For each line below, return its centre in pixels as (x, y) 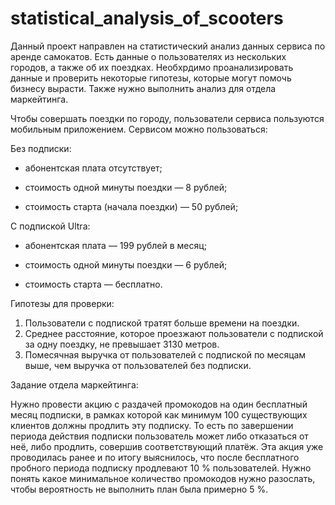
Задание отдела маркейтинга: (74, 384)
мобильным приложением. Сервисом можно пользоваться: (139, 129)
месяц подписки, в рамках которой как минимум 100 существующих (159, 414)
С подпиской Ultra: (50, 226)
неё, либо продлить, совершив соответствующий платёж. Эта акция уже (167, 446)
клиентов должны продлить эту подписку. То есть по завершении (152, 425)
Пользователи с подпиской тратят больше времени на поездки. (162, 323)
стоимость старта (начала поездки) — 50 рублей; (131, 206)
